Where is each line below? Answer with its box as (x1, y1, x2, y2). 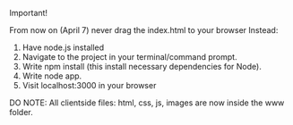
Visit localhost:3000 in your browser (22, 80, 157, 90)
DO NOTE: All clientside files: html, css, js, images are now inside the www (9, 97, 285, 108)
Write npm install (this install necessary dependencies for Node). (22, 62, 262, 71)
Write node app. (22, 71, 82, 81)
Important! (9, 8, 47, 18)
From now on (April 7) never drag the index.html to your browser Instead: (9, 25, 279, 35)
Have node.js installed (22, 42, 105, 53)
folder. (9, 107, 33, 117)
